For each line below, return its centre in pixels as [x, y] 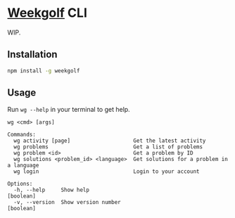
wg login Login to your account [107, 172]
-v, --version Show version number [67, 203]
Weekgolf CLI [47, 13]
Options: [20, 184]
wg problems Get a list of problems [108, 147]
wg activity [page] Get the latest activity [110, 141]
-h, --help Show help [52, 190]
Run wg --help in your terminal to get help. [69, 110]
